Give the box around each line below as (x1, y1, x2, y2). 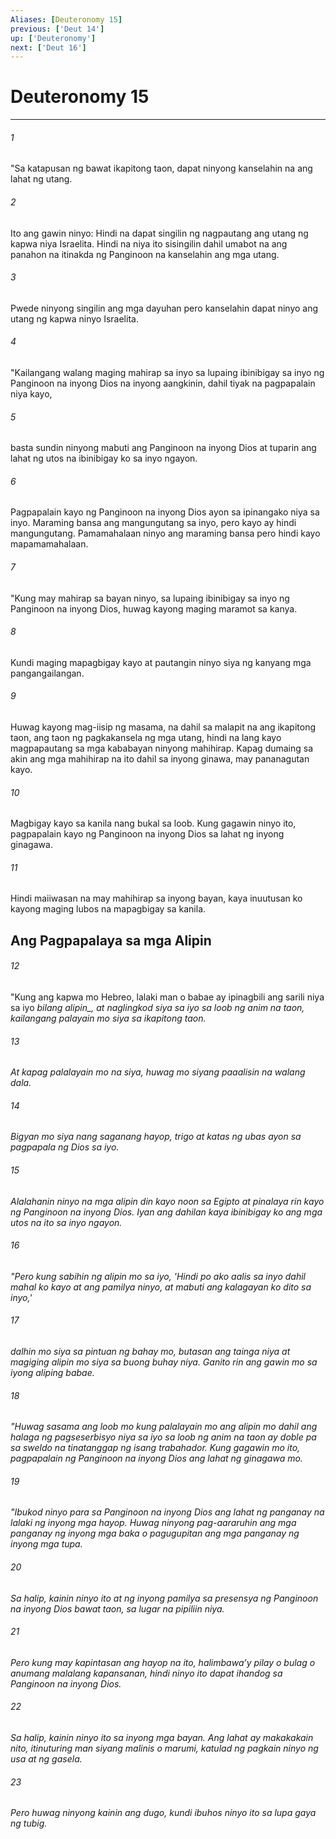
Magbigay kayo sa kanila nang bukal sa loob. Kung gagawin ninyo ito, (10, 817, 297, 830)
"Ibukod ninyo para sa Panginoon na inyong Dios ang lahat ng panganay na (10, 1506, 325, 1518)
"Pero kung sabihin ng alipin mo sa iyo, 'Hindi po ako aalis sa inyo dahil (10, 1270, 306, 1282)
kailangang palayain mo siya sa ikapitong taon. (10, 1012, 207, 1025)
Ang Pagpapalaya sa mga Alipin (10, 932, 212, 949)
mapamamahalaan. (10, 538, 89, 550)
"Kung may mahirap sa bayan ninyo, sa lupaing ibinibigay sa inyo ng (10, 592, 290, 604)
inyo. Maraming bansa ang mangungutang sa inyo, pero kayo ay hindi (10, 517, 297, 529)
